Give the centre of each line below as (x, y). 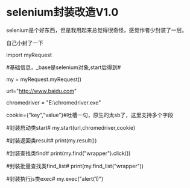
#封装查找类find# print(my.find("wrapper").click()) (68, 153)
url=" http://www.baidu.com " (42, 91)
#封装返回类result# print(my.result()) (52, 140)
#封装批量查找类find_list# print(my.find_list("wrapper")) (75, 166)
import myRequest (29, 55)
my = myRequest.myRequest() (44, 79)
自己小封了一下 (25, 43)
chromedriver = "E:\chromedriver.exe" (54, 102)
